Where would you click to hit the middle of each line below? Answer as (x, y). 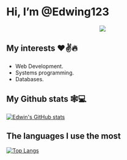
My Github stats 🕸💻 (46, 99)
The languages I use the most (64, 136)
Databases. (29, 79)
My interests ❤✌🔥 (42, 49)
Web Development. (39, 66)
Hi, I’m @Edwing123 (58, 12)
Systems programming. (45, 73)
